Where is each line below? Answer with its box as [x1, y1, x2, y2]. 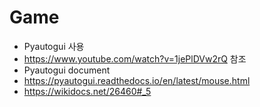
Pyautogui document [23, 64, 111, 76]
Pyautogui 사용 [23, 40, 85, 52]
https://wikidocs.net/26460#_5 [23, 85, 152, 97]
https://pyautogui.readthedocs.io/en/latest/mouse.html [23, 74, 251, 86]
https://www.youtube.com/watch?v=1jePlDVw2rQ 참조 [23, 52, 247, 65]
